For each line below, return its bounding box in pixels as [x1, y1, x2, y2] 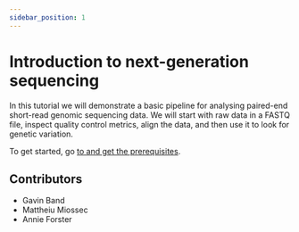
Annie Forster [21, 214, 73, 225]
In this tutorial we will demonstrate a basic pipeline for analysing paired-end [9, 100, 288, 111]
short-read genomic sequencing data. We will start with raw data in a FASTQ [9, 109, 290, 120]
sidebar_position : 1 [9, 12, 87, 22]
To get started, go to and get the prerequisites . [9, 145, 181, 156]
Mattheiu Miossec [21, 204, 88, 215]
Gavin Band [21, 195, 65, 206]
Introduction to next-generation [9, 51, 250, 71]
